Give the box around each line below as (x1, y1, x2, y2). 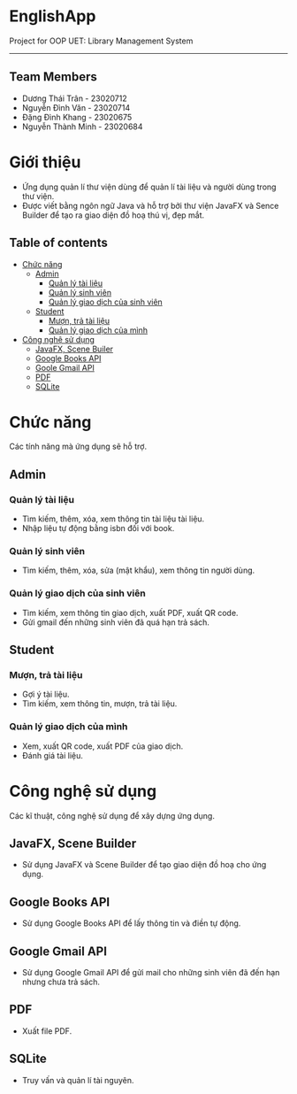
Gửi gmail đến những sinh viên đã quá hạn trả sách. (21, 617, 210, 628)
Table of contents (9, 235, 108, 250)
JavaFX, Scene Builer (34, 343, 113, 354)
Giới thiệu (9, 152, 81, 172)
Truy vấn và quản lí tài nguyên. (21, 1075, 134, 1085)
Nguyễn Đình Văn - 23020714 (21, 102, 131, 112)
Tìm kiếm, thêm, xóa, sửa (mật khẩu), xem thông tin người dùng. (21, 565, 255, 576)
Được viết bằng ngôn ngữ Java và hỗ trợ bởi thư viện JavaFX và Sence (21, 200, 279, 211)
